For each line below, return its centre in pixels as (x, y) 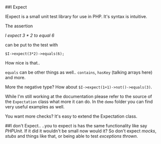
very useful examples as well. (35, 107)
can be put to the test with (32, 45)
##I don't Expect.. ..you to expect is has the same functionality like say (76, 126)
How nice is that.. (23, 63)
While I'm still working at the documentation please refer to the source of (79, 96)
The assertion (19, 26)
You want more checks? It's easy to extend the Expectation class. (71, 116)
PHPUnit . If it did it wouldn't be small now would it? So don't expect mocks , (81, 131)
